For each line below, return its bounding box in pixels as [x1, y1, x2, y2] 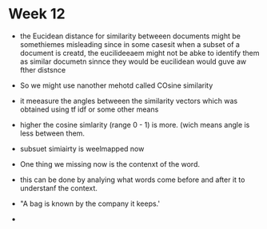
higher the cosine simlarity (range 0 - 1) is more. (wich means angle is [19, 120, 250, 129]
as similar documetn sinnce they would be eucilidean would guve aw [19, 57, 246, 66]
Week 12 [8, 5, 66, 23]
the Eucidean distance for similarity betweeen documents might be [19, 31, 241, 41]
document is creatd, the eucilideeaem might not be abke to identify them [19, 48, 260, 57]
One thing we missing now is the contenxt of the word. [19, 159, 201, 168]
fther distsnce [19, 65, 66, 74]
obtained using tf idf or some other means [19, 105, 159, 114]
